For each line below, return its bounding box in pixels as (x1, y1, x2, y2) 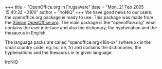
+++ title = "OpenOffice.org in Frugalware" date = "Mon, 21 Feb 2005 (5, 4, 144, 10)
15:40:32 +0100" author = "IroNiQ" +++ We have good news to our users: (5, 9, 153, 15)
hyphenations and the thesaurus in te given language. (5, 50, 113, 55)
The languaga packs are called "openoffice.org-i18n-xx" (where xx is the (5, 39, 151, 45)
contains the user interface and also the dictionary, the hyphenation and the (5, 25, 157, 31)
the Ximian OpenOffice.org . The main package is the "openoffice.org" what (5, 19, 156, 25)
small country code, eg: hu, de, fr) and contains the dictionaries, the (5, 45, 142, 50)
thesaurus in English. (5, 30, 47, 35)
